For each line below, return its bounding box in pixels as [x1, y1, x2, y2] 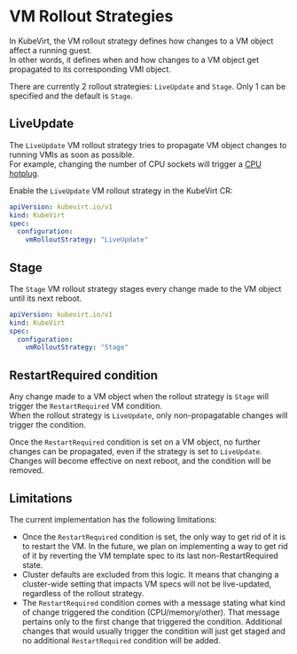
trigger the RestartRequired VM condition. [9, 401, 162, 412]
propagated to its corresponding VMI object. [9, 64, 171, 75]
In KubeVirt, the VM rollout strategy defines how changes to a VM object [9, 35, 274, 46]
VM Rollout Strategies [9, 6, 174, 27]
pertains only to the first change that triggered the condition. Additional [21, 616, 282, 626]
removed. [9, 465, 44, 476]
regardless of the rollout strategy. [21, 587, 145, 598]
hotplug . [9, 168, 40, 178]
